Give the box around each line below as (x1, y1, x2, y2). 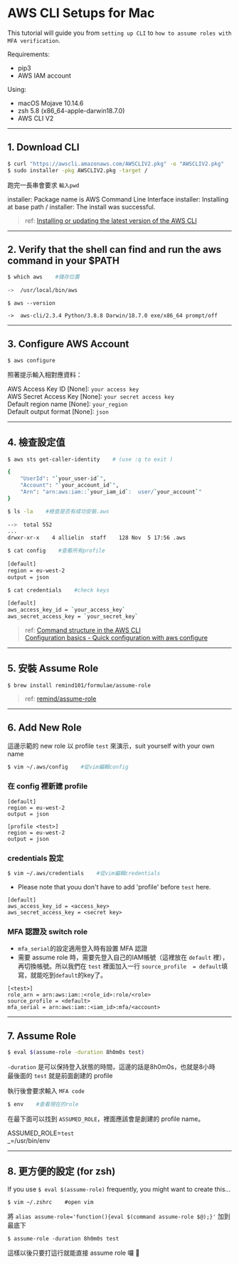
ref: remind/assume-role (24, 694, 97, 703)
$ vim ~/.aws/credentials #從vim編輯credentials (7, 870, 161, 877)
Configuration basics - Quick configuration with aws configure (24, 633, 208, 642)
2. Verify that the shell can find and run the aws (7, 244, 222, 256)
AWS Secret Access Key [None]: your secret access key (7, 392, 174, 400)
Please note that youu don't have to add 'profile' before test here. (17, 882, 211, 891)
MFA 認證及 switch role (7, 926, 87, 936)
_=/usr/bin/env (7, 1136, 51, 1144)
